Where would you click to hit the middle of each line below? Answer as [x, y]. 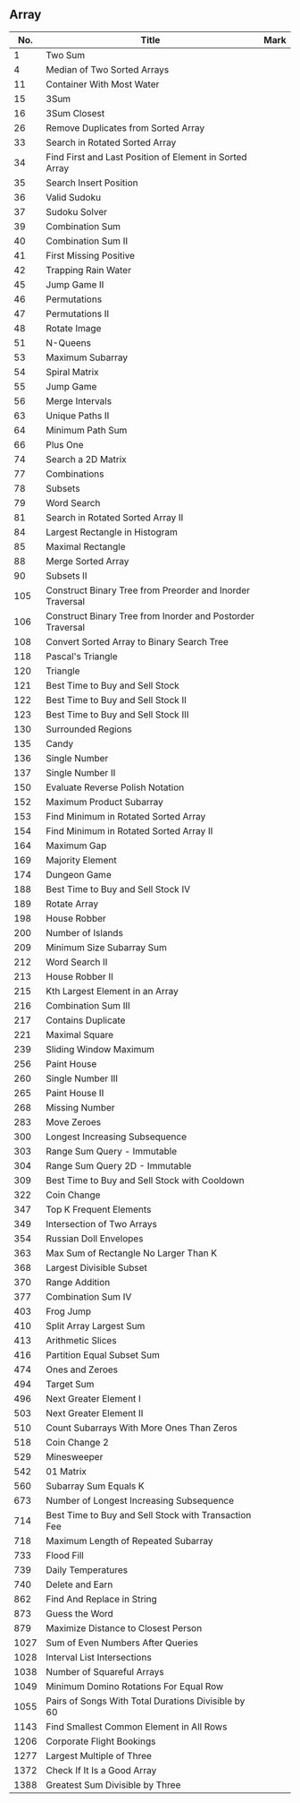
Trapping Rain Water [89, 270]
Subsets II [67, 575]
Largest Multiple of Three [99, 1756]
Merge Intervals [79, 400]
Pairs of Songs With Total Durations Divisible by [146, 1701]
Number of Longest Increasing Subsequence [140, 1500]
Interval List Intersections [99, 1657]
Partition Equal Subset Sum [103, 1354]
